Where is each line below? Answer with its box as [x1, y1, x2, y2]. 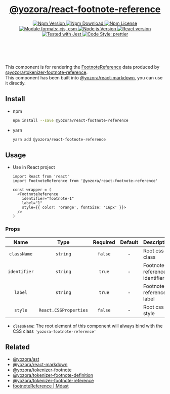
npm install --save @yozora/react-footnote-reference [12, 118, 129, 123]
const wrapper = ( [12, 187, 52, 193]
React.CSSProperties [38, 307, 89, 313]
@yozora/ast [12, 356, 39, 362]
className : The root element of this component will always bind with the [12, 323, 163, 329]
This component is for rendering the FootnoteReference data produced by [5, 64, 160, 70]
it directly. [5, 80, 26, 86]
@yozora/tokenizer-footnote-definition [12, 372, 94, 378]
